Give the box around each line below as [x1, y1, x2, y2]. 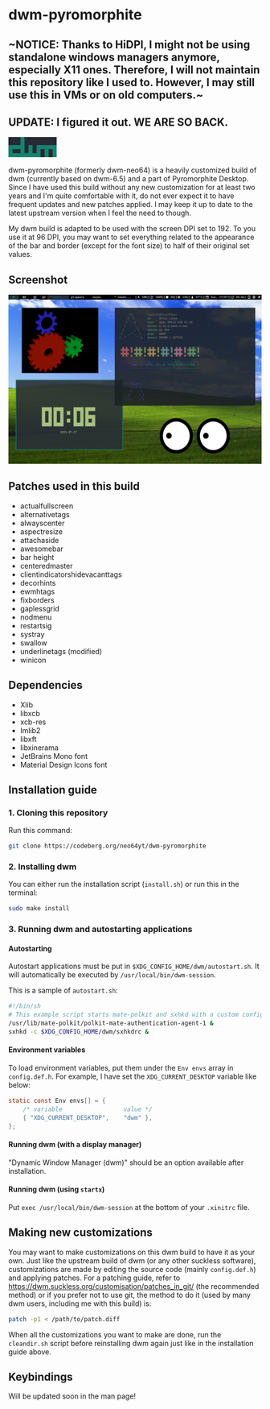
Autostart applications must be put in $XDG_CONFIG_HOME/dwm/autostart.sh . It [8, 961, 260, 972]
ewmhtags [19, 586, 55, 596]
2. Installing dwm [8, 860, 77, 872]
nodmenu [19, 612, 52, 622]
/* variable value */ [22, 1105, 153, 1113]
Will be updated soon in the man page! [8, 1391, 137, 1401]
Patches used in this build [8, 479, 141, 493]
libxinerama [19, 743, 59, 752]
